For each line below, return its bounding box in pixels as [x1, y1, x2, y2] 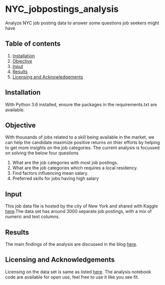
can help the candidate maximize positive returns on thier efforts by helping [5, 140, 160, 145]
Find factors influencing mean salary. [12, 170, 88, 176]
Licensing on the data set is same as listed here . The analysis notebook [5, 269, 152, 275]
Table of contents [5, 40, 61, 48]
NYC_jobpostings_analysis [5, 3, 119, 15]
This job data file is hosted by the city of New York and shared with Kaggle [5, 203, 158, 209]
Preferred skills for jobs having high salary [12, 175, 99, 182]
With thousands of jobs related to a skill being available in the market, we [5, 134, 155, 140]
